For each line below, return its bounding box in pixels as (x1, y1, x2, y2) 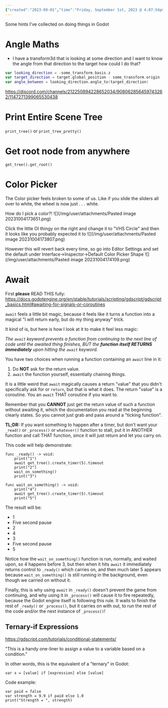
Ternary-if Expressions (5, 623, 79, 631)
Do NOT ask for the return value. (12, 366, 80, 372)
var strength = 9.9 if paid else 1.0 (5, 693, 84, 698)
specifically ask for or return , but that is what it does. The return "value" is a (5, 386, 162, 392)
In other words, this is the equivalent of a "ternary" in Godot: (5, 660, 129, 667)
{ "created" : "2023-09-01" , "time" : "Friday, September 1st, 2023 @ (5, 7, 142, 13)
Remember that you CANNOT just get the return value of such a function (5, 401, 155, 407)
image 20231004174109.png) (70, 257, 130, 262)
